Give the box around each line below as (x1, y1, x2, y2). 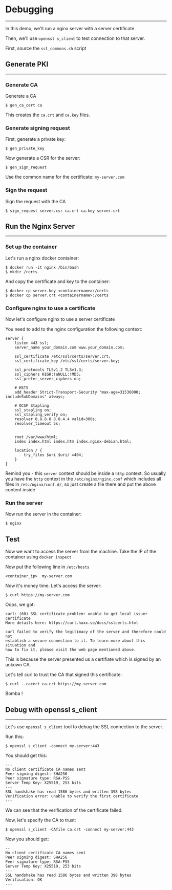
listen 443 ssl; (14, 340, 50, 346)
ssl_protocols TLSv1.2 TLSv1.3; (14, 367, 83, 373)
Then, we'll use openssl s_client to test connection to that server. (5, 35, 145, 41)
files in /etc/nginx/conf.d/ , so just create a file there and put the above (5, 481, 156, 487)
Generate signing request (5, 124, 70, 132)
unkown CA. (5, 662, 31, 668)
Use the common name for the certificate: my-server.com (5, 174, 125, 180)
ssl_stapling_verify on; (14, 412, 68, 418)
